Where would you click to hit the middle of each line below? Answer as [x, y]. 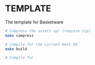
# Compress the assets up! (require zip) [48, 31]
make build [16, 49]
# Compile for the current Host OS [41, 44]
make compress [20, 35]
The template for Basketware [34, 22]
